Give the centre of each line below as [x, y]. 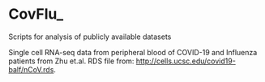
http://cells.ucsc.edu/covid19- [186, 61]
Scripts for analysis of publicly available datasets [90, 37]
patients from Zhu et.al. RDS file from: [71, 61]
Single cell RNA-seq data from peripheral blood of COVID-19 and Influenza [133, 52]
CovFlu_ [36, 14]
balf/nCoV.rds [31, 69]
